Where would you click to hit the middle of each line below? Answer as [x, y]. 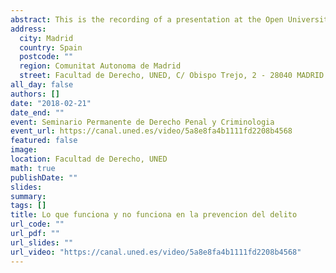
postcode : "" [46, 57]
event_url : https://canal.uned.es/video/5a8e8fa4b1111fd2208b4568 [151, 131]
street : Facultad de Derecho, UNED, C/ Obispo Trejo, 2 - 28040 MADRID [172, 76]
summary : [28, 196]
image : [24, 150]
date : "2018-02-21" [51, 103]
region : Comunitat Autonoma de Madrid [100, 66]
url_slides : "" [42, 242]
